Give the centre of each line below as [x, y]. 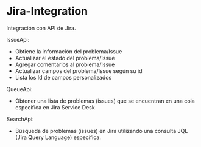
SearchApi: [20, 119]
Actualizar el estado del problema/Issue [65, 58]
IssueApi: [18, 39]
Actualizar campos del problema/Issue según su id [79, 70]
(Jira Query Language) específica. [58, 137]
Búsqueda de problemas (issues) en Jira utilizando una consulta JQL [101, 131]
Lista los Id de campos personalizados [63, 77]
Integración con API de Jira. [41, 28]
